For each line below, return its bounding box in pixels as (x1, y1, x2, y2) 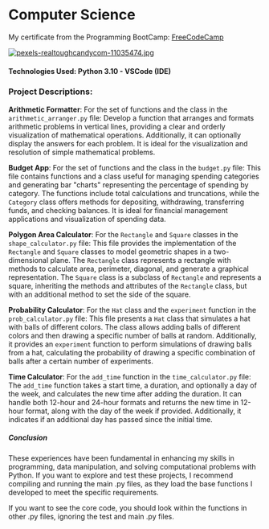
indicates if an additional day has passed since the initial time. (8, 414, 213, 424)
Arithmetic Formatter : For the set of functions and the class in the (8, 105, 228, 114)
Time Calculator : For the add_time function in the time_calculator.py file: (8, 371, 251, 381)
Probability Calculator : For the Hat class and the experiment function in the (8, 305, 257, 314)
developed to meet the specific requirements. (8, 487, 159, 497)
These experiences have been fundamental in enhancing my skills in (8, 453, 235, 463)
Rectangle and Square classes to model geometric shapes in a (8, 247, 212, 256)
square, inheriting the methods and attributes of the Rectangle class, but (8, 281, 247, 290)
